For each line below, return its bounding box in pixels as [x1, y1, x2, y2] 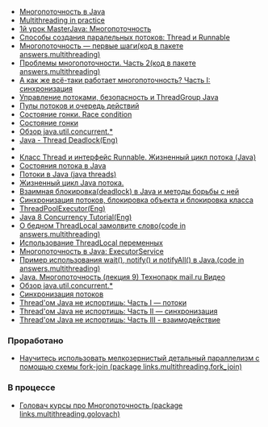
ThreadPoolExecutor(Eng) [19, 204, 106, 213]
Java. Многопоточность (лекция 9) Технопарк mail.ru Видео [19, 272, 226, 281]
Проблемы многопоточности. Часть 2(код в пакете [19, 58, 197, 68]
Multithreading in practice [19, 15, 106, 25]
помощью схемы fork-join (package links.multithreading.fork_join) [19, 362, 243, 371]
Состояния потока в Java [19, 161, 107, 170]
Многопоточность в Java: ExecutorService [19, 247, 165, 256]
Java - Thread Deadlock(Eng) [19, 135, 119, 144]
